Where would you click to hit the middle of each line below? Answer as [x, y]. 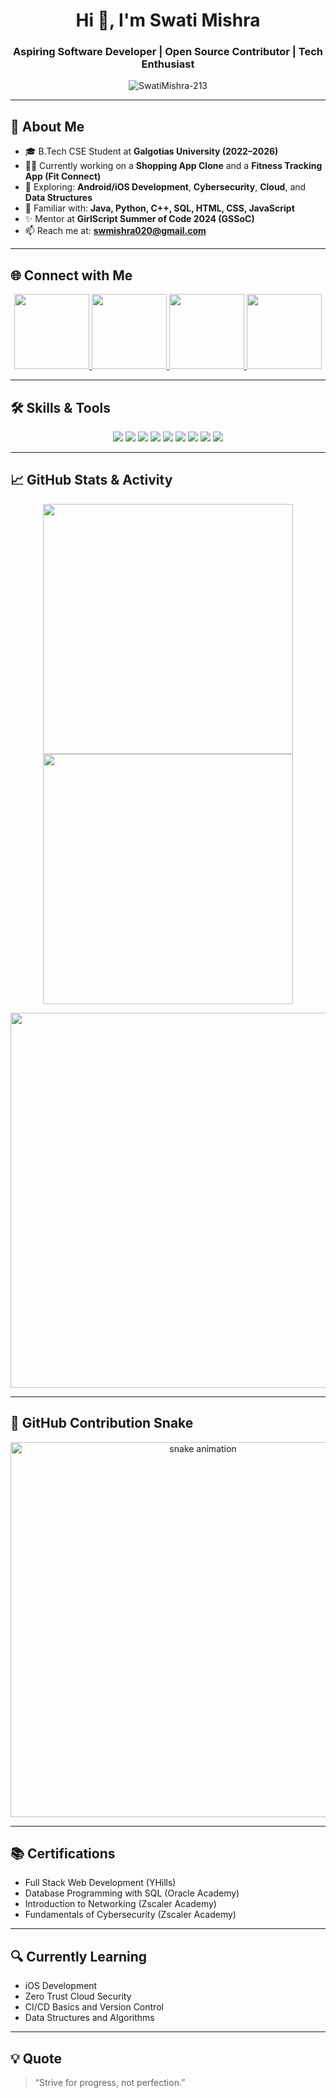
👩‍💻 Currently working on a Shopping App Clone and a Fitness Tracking [173, 166]
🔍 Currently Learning [79, 1956]
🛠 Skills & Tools [61, 407]
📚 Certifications [63, 1853]
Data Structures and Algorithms [89, 2018]
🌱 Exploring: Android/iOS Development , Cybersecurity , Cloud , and [165, 187]
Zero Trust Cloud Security [78, 1996]
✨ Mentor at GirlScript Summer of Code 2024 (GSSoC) [139, 219]
